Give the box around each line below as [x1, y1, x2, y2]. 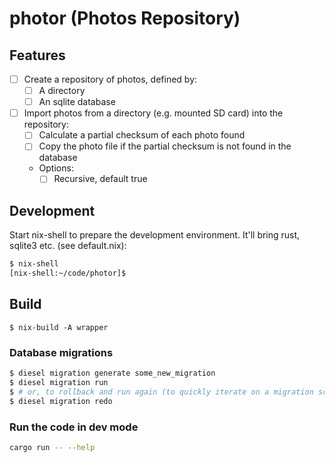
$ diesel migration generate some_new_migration [9, 368, 216, 379]
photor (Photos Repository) [9, 7, 241, 30]
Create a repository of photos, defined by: [23, 73, 198, 85]
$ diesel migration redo [9, 396, 113, 406]
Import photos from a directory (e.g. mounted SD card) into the [23, 107, 284, 119]
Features [9, 47, 66, 64]
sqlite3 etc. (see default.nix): [9, 240, 127, 252]
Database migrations [9, 345, 114, 359]
